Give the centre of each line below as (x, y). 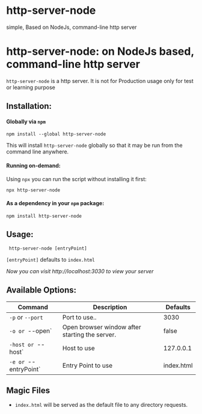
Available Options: (41, 290)
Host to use (78, 348)
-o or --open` (31, 330)
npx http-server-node (33, 190)
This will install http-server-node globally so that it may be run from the (94, 146)
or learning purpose (31, 87)
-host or (22, 344)
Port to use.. (79, 317)
